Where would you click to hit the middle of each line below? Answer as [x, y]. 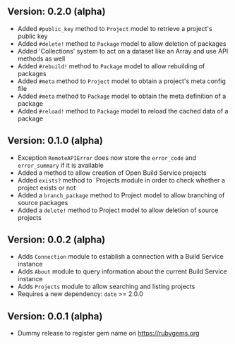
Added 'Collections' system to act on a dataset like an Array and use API [123, 51]
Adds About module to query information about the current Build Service [122, 271]
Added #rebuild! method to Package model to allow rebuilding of [111, 66]
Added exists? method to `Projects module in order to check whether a [121, 180]
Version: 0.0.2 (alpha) [56, 240]
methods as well [41, 59]
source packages [43, 202]
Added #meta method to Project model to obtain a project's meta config [121, 81]
